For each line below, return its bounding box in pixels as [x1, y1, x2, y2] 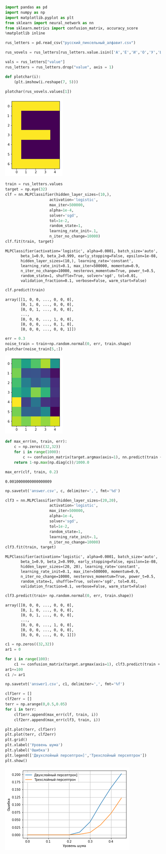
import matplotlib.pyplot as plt [5, 15, 74, 20]
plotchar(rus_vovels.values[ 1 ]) [5, 89, 72, 94]
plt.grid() [5, 737, 28, 742]
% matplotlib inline [5, 31, 45, 36]
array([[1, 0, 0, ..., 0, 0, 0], [5, 297, 74, 302]
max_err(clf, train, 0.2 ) [5, 469, 58, 474]
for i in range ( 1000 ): [14, 449, 61, 454]
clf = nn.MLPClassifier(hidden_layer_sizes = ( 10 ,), [5, 192, 112, 197]
